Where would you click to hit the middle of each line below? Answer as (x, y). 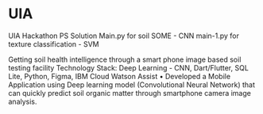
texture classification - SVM (54, 44)
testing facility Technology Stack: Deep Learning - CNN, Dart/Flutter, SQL (128, 67)
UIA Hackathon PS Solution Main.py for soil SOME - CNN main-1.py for (124, 36)
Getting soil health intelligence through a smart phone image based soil (125, 59)
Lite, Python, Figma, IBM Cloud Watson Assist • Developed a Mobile (120, 76)
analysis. (23, 101)
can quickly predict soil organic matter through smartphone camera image (130, 93)
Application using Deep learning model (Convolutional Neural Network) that (132, 85)
